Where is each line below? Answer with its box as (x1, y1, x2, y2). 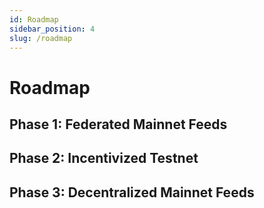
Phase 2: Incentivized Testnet (9, 150, 199, 167)
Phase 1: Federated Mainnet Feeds (9, 116, 228, 133)
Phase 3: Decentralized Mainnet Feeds (9, 184, 255, 201)
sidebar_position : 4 (9, 24, 96, 34)
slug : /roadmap (9, 33, 73, 43)
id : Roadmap (9, 14, 59, 25)
